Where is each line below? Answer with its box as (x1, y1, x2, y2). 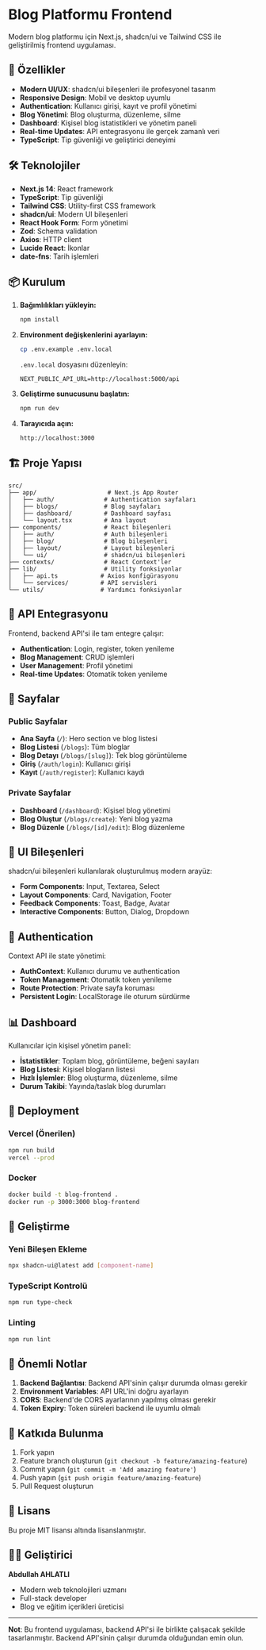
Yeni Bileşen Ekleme (8, 1244, 88, 1255)
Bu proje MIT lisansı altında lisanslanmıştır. (8, 1525, 146, 1535)
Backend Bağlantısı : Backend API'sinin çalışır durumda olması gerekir (19, 1379, 248, 1388)
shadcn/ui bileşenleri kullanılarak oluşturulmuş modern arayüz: (8, 867, 212, 876)
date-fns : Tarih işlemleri (19, 252, 99, 261)
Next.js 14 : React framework (19, 184, 113, 194)
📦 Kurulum (8, 275, 66, 289)
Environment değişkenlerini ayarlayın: (19, 330, 148, 340)
